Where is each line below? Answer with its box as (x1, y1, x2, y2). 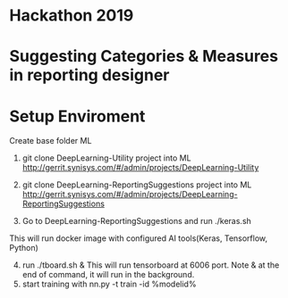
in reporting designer (9, 65, 170, 86)
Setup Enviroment (9, 106, 146, 126)
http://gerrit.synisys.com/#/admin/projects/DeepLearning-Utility (21, 162, 259, 173)
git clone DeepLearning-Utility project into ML (21, 153, 191, 163)
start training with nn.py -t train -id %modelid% (21, 278, 197, 290)
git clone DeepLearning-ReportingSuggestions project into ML (21, 179, 252, 190)
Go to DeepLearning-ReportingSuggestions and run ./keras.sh (21, 216, 252, 227)
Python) (9, 243, 38, 253)
